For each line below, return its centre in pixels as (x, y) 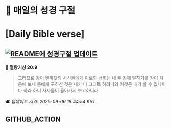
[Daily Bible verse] (45, 34)
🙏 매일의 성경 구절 (40, 10)
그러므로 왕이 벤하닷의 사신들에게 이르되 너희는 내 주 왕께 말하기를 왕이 (88, 78)
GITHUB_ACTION (33, 119)
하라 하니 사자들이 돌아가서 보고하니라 (61, 91)
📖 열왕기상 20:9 (21, 67)
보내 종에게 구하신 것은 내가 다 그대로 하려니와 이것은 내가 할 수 (90, 84)
